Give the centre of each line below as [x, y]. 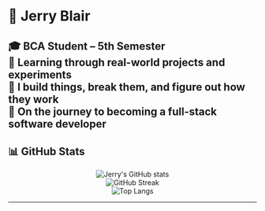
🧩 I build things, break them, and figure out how [127, 87]
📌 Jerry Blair [49, 16]
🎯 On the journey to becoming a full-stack [113, 111]
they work [34, 99]
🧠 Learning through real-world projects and [117, 62]
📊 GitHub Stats [47, 152]
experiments [40, 74]
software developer [57, 124]
